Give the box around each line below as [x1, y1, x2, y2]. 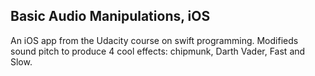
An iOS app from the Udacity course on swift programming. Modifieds [10, 34, 299, 46]
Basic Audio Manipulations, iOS [10, 8, 211, 25]
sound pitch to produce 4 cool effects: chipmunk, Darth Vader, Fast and [10, 45, 306, 57]
